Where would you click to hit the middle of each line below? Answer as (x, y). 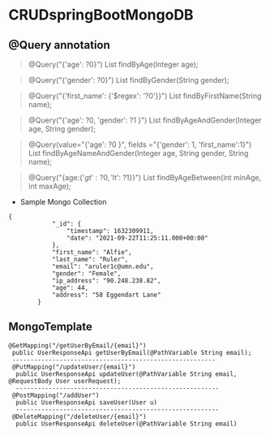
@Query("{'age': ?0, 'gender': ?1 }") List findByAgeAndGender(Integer (145, 120)
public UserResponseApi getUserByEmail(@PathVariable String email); (132, 352)
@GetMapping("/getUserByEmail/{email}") (78, 345)
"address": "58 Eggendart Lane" (106, 295)
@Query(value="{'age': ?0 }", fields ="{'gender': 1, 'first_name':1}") (140, 145)
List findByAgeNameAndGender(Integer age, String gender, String (138, 153)
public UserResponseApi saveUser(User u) (87, 402)
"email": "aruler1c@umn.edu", (103, 266)
